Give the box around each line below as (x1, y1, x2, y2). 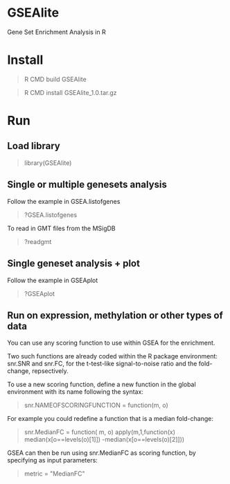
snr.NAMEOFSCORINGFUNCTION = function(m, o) (24, 401, 168, 410)
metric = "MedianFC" (24, 469, 85, 478)
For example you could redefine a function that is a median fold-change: (7, 415, 213, 423)
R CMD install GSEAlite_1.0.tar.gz (24, 88, 117, 96)
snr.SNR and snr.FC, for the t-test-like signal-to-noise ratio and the (7, 359, 197, 368)
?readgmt (24, 237, 52, 245)
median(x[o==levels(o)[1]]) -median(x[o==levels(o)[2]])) (24, 435, 185, 444)
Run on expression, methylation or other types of (7, 309, 224, 321)
